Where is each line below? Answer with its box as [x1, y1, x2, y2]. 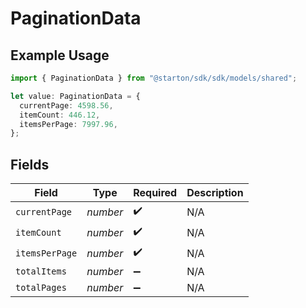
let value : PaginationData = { [10, 91, 141, 101]
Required [133, 186, 178, 200]
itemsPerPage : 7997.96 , [19, 119, 118, 129]
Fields [10, 156, 50, 173]
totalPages [15, 282, 67, 294]
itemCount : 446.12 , [19, 110, 101, 120]
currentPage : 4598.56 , [19, 100, 114, 111]
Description [186, 186, 244, 200]
